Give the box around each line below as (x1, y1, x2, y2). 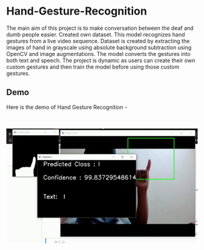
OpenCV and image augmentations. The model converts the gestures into (6, 50, 191, 57)
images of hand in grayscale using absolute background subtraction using (6, 44, 192, 51)
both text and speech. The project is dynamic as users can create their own (6, 57, 195, 64)
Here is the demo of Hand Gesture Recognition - (6, 103, 127, 111)
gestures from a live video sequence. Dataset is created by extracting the (6, 37, 190, 44)
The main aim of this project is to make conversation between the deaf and (6, 24, 194, 32)
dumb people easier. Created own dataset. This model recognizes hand (6, 30, 185, 38)
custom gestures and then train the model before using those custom (6, 63, 180, 71)
